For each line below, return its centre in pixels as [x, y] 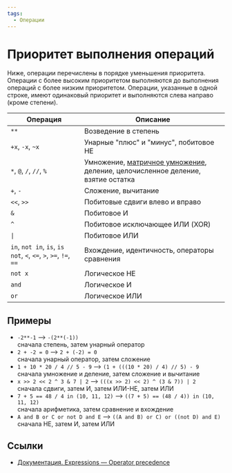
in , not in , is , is [38, 247]
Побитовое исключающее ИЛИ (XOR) [147, 224]
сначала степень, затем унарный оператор [81, 345]
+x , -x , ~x [25, 147]
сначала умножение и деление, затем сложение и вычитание [108, 374]
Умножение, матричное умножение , [145, 162]
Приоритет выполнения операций [111, 54]
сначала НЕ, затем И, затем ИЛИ [66, 424]
